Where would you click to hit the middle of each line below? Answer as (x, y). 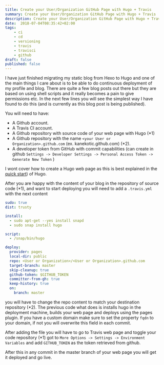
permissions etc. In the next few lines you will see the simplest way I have (79, 99)
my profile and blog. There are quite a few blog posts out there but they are (81, 88)
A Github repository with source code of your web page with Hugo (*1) (83, 133)
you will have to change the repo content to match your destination (72, 302)
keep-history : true (29, 284)
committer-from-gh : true (35, 279)
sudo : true (16, 203)
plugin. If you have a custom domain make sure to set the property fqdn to (79, 318)
